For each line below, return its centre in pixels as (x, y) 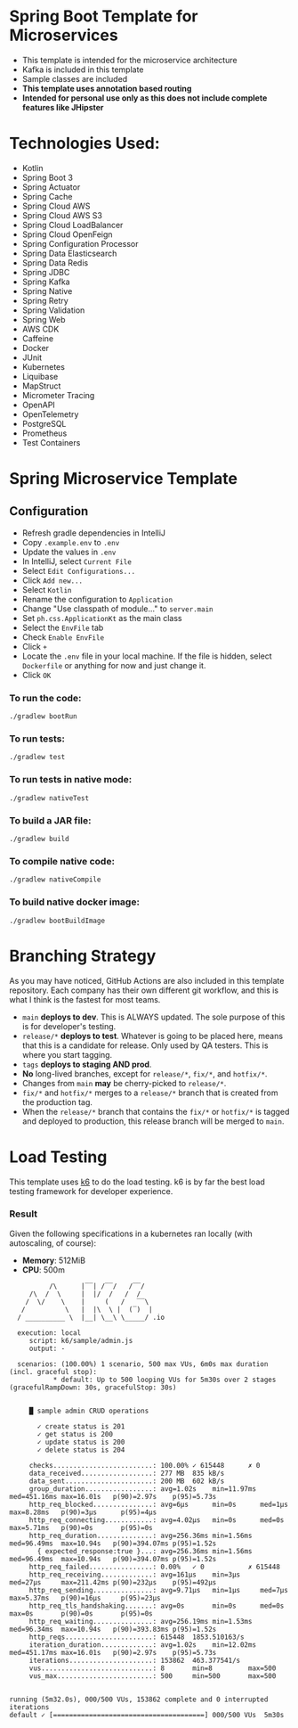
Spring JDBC (46, 272)
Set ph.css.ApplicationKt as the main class (102, 618)
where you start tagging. (67, 1054)
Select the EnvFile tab (63, 627)
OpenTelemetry (50, 414)
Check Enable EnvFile (63, 637)
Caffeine (38, 338)
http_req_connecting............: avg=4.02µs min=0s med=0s (157, 1520)
